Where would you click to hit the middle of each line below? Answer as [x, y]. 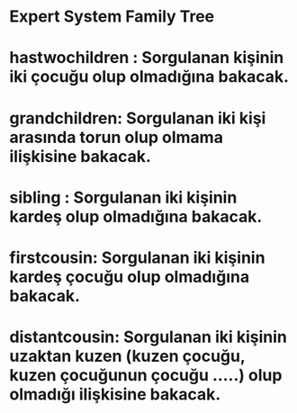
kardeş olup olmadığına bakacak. [136, 216]
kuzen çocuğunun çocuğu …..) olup [146, 376]
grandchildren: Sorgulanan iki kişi [138, 118]
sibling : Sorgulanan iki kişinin [123, 198]
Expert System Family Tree [112, 17]
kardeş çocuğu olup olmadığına [130, 277]
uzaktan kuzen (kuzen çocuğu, [127, 356]
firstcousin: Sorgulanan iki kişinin [137, 257]
